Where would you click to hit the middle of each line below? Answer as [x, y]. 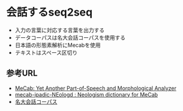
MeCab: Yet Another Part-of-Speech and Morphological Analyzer [96, 88]
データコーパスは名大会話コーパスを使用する [70, 37]
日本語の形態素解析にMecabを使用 [58, 45]
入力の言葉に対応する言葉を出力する [60, 30]
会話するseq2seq [49, 12]
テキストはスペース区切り [46, 52]
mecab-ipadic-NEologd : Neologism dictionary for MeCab [86, 94]
